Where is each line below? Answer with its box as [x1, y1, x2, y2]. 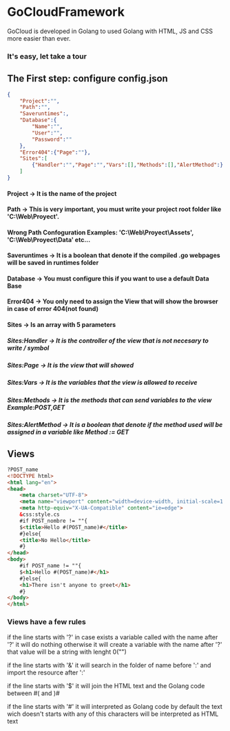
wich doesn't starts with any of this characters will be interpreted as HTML [7, 710, 219, 718]
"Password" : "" [32, 136, 72, 143]
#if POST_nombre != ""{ [19, 517, 88, 524]
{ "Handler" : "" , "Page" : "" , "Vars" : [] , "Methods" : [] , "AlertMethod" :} [32, 161, 224, 169]
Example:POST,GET [7, 403, 65, 411]
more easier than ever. [7, 34, 71, 42]
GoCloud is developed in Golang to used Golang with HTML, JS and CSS [7, 27, 213, 35]
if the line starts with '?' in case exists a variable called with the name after [7, 632, 218, 641]
